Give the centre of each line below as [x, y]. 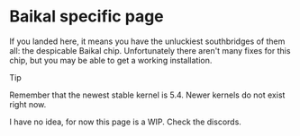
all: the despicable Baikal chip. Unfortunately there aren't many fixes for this [150, 50]
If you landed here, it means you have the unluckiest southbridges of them [147, 41]
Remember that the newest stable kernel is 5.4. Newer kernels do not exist [147, 95]
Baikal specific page [86, 17]
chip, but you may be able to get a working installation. [111, 60]
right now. [28, 104]
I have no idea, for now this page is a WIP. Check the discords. [125, 122]
